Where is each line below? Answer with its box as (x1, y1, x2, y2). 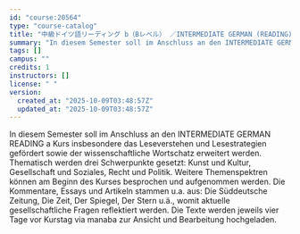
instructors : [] (9, 71, 70, 80)
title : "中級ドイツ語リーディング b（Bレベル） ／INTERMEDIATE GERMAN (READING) (9, 29, 293, 38)
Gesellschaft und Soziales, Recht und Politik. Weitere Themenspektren (9, 167, 268, 178)
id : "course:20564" (9, 13, 82, 22)
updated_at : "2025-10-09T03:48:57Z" (17, 104, 154, 113)
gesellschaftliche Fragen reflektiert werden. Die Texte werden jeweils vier (9, 205, 279, 215)
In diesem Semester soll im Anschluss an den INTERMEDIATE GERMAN (9, 129, 271, 139)
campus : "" (9, 54, 50, 63)
